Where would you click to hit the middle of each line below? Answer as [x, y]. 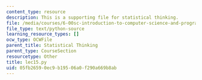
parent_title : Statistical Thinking [52, 46]
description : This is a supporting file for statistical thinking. [93, 17]
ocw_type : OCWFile [29, 40]
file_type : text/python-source [45, 29]
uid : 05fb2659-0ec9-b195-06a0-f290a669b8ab [62, 68]
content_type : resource [36, 12]
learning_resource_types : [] [43, 34]
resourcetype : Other [32, 57]
